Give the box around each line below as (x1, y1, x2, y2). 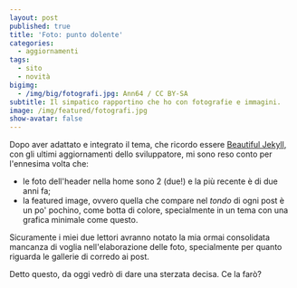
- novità (17, 72, 51, 82)
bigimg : (9, 81, 39, 90)
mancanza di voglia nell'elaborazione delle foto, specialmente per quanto (9, 242, 283, 253)
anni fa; (22, 186, 52, 197)
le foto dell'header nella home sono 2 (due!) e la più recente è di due (22, 176, 278, 187)
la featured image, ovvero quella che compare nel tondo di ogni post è (22, 196, 285, 206)
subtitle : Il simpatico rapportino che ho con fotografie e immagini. (9, 97, 282, 107)
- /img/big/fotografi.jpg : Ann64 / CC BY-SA (17, 89, 188, 98)
